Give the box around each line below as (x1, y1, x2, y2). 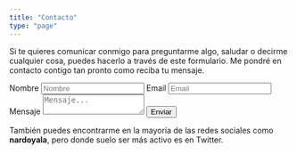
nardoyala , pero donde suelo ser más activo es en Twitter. (9, 134, 224, 145)
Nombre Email (9, 82, 167, 93)
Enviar (150, 107, 172, 117)
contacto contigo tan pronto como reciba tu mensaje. (9, 64, 205, 76)
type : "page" (9, 21, 58, 30)
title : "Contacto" (9, 12, 78, 22)
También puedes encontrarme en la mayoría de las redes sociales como (9, 125, 274, 135)
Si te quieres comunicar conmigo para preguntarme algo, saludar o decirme (9, 45, 288, 56)
